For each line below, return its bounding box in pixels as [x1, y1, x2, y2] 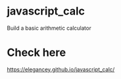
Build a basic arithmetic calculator [7, 24, 91, 32]
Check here [7, 46, 66, 60]
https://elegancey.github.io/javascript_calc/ [7, 66, 115, 73]
